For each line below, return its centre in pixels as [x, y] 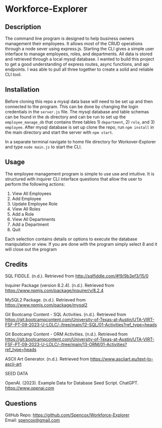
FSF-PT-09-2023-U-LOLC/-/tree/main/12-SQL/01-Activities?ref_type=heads [81, 325]
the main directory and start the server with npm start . [59, 132]
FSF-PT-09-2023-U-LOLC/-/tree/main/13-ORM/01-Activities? [66, 345]
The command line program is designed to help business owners [70, 38]
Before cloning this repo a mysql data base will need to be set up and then [79, 101]
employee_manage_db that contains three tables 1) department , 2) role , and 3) [80, 122]
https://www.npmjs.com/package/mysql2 [46, 305]
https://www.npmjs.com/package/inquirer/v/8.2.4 [54, 291]
